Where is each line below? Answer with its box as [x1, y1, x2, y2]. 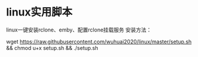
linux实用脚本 [6, 5, 73, 19]
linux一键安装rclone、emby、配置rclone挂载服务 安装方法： [6, 26, 152, 33]
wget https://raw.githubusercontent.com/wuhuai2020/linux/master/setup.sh [6, 38, 192, 45]
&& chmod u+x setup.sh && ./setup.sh [6, 44, 99, 51]
